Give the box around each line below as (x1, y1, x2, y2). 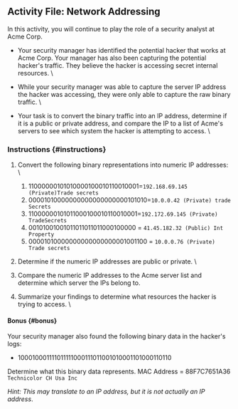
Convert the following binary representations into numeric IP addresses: (17, 160, 229, 170)
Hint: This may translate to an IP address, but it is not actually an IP (7, 388, 205, 396)
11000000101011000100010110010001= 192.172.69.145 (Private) (28, 209, 218, 218)
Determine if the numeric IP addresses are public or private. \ (17, 257, 197, 266)
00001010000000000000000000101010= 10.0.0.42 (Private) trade (28, 196, 231, 204)
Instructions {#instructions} (7, 144, 107, 154)
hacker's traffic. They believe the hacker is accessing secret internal (17, 61, 218, 70)
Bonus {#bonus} (7, 316, 58, 325)
